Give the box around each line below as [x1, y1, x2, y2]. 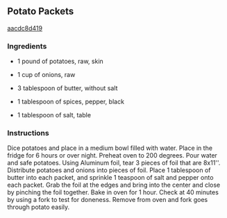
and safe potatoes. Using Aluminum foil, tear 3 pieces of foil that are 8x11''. [7, 159, 221, 167]
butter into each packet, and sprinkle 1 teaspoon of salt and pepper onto [7, 174, 214, 182]
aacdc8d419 [7, 24, 43, 32]
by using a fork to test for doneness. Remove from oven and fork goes [7, 196, 208, 204]
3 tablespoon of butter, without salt [17, 84, 118, 92]
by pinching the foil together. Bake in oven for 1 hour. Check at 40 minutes [7, 188, 219, 196]
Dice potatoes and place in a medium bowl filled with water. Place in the [7, 144, 213, 152]
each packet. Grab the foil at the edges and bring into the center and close [7, 181, 221, 190]
